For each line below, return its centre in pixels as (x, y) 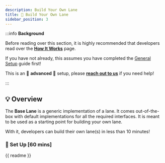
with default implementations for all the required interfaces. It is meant (87, 117)
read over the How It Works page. (41, 49)
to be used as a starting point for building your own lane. (64, 122)
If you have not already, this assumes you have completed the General (78, 58)
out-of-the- (147, 111)
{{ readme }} (18, 155)
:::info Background (25, 34)
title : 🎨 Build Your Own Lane (37, 15)
